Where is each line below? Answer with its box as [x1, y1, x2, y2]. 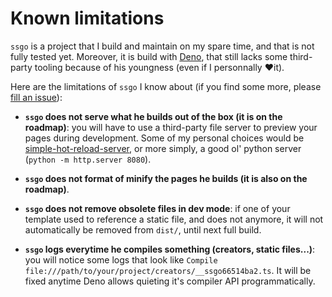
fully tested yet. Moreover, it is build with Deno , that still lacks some [10, 50, 288, 62]
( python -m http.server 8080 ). [24, 153, 152, 165]
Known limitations [10, 7, 165, 30]
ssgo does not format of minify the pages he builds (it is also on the [24, 172, 308, 184]
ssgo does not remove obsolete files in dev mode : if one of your [24, 202, 291, 214]
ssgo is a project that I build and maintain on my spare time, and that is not [10, 40, 315, 52]
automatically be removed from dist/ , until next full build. [24, 223, 262, 236]
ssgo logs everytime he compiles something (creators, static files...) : [24, 243, 316, 255]
